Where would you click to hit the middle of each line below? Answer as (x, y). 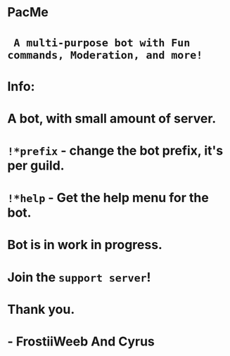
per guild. (36, 165)
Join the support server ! (79, 277)
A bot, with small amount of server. (112, 119)
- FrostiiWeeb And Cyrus (81, 341)
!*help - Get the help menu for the (108, 198)
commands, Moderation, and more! (105, 55)
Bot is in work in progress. (85, 245)
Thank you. (41, 309)
